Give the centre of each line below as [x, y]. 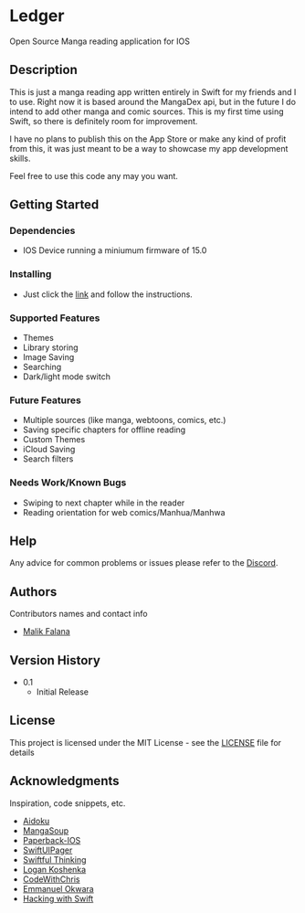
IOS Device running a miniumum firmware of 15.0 [115, 250]
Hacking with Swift [58, 898]
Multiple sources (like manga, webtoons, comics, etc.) [124, 420]
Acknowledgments [65, 781]
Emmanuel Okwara [58, 888]
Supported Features [55, 318]
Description [43, 70]
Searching [42, 367]
